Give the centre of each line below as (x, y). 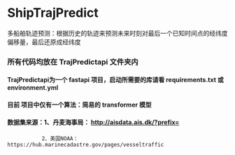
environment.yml (33, 88)
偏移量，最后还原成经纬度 (44, 42)
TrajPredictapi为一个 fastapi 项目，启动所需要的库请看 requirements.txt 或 (115, 80)
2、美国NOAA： (60, 139)
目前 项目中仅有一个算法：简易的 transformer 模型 (79, 105)
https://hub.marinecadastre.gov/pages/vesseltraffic (86, 145)
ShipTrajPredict (53, 13)
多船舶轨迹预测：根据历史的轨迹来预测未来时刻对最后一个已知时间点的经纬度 (117, 33)
